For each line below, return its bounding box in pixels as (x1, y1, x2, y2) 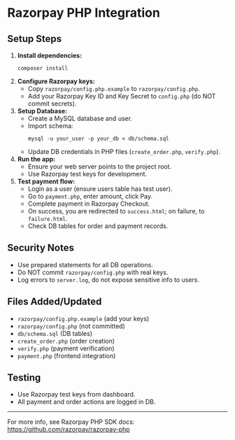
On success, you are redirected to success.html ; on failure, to (27, 207, 205, 215)
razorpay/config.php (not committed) (17, 322, 126, 330)
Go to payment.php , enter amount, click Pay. (27, 192, 153, 200)
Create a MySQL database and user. (27, 114, 133, 122)
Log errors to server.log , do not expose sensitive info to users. (17, 275, 200, 284)
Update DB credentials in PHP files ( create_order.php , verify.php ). (27, 148, 221, 155)
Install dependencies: (17, 51, 83, 59)
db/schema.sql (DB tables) (17, 329, 93, 337)
